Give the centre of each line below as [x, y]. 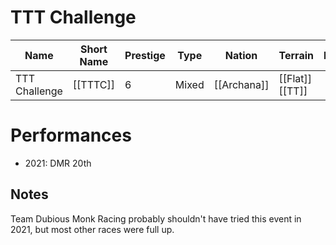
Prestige [145, 55]
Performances [71, 135]
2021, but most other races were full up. [92, 229]
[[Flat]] [295, 78]
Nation [241, 55]
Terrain [296, 55]
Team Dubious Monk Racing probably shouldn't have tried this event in [156, 218]
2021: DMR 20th [58, 163]
